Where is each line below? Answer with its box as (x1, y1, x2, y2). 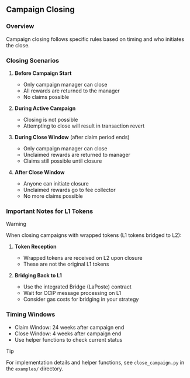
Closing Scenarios (6, 56, 60, 64)
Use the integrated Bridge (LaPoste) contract (23, 283, 132, 290)
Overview (6, 22, 34, 30)
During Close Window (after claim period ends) (14, 133, 130, 140)
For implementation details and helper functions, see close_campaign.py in (6, 359, 185, 366)
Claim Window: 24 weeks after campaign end (14, 324, 125, 331)
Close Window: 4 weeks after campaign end (14, 330, 122, 337)
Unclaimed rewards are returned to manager (23, 151, 130, 158)
